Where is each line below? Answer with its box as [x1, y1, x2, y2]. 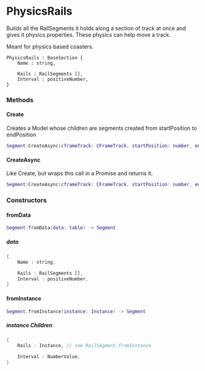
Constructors [6, 196, 47, 204]
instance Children [6, 321, 53, 329]
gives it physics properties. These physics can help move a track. [6, 31, 171, 38]
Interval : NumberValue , [17, 354, 81, 360]
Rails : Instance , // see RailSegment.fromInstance [17, 343, 151, 349]
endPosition [6, 131, 37, 138]
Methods [6, 96, 34, 104]
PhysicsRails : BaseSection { [6, 54, 84, 61]
